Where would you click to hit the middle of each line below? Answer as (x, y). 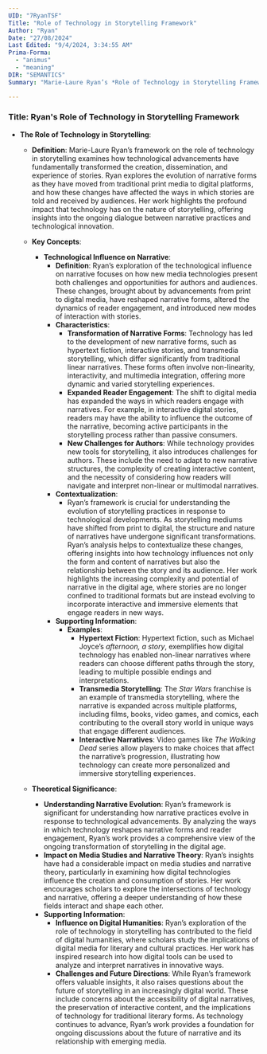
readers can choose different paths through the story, (167, 663)
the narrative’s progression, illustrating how (150, 756)
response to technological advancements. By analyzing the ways (150, 821)
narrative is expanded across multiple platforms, (158, 705)
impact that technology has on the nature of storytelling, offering (137, 209)
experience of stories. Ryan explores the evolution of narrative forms (144, 175)
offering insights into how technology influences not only (161, 553)
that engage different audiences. (133, 731)
